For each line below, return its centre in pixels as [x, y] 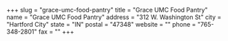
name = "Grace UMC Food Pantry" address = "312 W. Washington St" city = [114, 17]
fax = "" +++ [56, 31]
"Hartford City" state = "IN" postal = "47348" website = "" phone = [101, 24]
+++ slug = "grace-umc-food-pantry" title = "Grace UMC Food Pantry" [107, 10]
